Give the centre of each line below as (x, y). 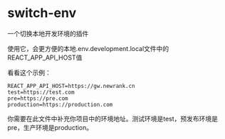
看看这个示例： (29, 72)
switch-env (42, 13)
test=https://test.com (41, 92)
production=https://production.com (60, 104)
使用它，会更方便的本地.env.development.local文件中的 (88, 48)
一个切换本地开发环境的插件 (48, 33)
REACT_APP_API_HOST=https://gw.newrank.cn (71, 86)
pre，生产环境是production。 (50, 127)
